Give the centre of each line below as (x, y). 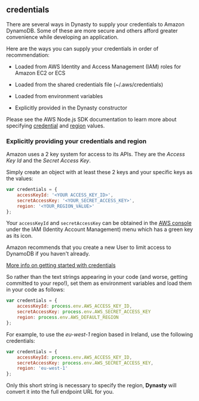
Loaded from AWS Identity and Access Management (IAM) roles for (98, 66)
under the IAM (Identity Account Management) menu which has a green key (99, 229)
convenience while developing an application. (62, 37)
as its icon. (19, 236)
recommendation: (28, 55)
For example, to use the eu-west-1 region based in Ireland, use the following (99, 334)
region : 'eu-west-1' (42, 368)
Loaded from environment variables (59, 96)
